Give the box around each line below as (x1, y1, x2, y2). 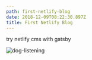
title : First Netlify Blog (6, 19, 73, 25)
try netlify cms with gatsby (6, 36, 71, 43)
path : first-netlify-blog (6, 8, 70, 15)
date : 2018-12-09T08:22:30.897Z (6, 14, 86, 20)
